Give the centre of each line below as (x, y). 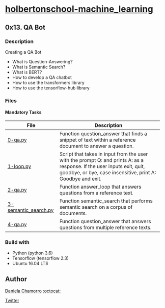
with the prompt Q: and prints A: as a (102, 160)
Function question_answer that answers (105, 221)
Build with (17, 242)
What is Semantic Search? (39, 67)
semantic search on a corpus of (96, 207)
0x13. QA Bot (25, 27)
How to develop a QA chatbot (42, 77)
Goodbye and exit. (81, 179)
